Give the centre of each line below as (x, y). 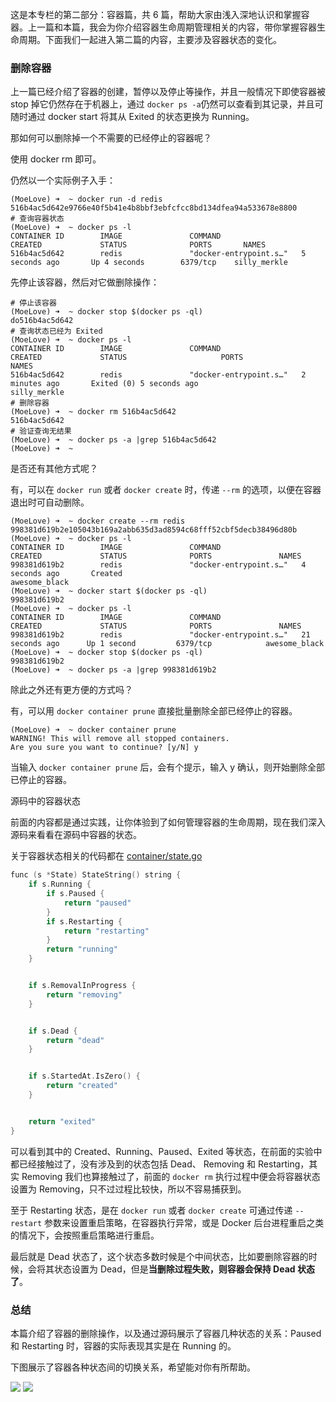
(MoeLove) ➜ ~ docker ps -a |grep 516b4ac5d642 (113, 440)
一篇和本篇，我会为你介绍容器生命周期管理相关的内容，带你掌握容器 (176, 27)
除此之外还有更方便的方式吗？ (71, 690)
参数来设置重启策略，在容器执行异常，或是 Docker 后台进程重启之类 (184, 1222)
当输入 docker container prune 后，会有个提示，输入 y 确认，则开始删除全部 (168, 767)
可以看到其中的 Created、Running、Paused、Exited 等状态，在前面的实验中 (166, 1151)
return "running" (82, 949)
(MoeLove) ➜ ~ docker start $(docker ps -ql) (109, 591)
